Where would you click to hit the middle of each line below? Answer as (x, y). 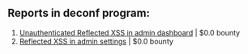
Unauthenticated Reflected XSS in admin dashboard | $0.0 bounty (130, 32)
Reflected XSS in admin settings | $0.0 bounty (96, 41)
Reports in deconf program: (79, 13)
